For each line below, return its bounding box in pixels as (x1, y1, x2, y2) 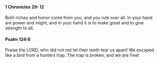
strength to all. (5, 25, 34, 31)
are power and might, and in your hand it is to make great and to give (5, 20, 144, 26)
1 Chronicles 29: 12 (5, 4, 45, 10)
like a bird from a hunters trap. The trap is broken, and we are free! (5, 52, 139, 58)
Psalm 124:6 (5, 36, 31, 42)
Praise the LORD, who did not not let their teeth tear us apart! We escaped (5, 47, 154, 53)
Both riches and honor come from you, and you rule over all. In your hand (5, 15, 153, 21)
